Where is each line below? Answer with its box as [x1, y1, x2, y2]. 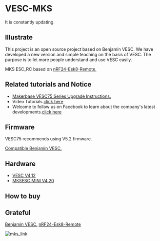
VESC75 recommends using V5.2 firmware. [5, 136, 92, 142]
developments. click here [12, 109, 62, 115]
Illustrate [5, 33, 33, 42]
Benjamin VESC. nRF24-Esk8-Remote [5, 221, 81, 227]
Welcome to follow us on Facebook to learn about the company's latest [12, 104, 155, 110]
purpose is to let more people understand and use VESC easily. [5, 57, 132, 63]
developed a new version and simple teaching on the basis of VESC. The [5, 51, 151, 57]
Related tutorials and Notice [5, 80, 92, 88]
